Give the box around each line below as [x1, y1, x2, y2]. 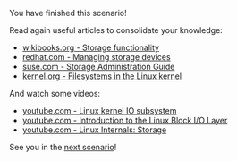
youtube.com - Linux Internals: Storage [21, 124, 167, 135]
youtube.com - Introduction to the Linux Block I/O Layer [21, 115, 228, 125]
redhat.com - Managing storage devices [21, 52, 172, 62]
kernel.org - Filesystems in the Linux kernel [21, 71, 182, 81]
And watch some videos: [9, 89, 101, 98]
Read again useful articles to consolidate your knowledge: [9, 25, 224, 35]
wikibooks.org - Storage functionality [21, 42, 159, 53]
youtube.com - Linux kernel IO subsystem [21, 106, 177, 115]
